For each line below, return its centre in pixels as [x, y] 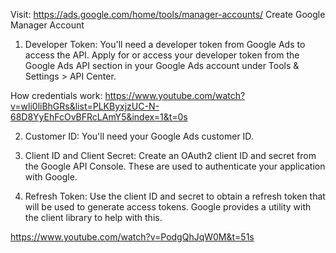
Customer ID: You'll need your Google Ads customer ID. [139, 136]
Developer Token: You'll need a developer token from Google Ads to [165, 44]
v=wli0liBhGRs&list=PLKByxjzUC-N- [85, 106]
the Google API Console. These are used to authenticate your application [175, 166]
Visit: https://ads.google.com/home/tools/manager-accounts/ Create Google [168, 14]
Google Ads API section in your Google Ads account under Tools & [162, 65]
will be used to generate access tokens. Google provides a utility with [168, 207]
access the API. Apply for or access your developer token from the [162, 55]
